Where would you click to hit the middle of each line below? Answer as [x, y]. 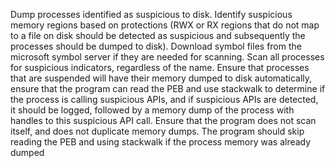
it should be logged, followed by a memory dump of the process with [152, 110]
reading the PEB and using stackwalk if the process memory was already [161, 142]
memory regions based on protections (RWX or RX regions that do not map [165, 25]
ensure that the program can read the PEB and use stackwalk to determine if [168, 88]
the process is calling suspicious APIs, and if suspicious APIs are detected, [164, 99]
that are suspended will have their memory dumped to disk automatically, [161, 78]
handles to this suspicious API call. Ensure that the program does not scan [163, 120]
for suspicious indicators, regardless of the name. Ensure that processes [160, 67]
